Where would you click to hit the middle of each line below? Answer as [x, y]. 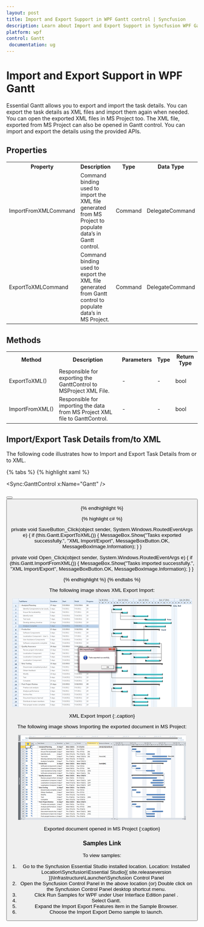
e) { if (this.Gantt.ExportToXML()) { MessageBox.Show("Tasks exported [102, 535]
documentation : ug [32, 45]
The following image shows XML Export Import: [102, 591]
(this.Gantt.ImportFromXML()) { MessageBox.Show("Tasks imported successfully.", [102, 563]
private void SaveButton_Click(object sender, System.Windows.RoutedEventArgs [102, 530]
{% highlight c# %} [102, 519]
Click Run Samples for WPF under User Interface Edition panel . [106, 894]
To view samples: [102, 856]
